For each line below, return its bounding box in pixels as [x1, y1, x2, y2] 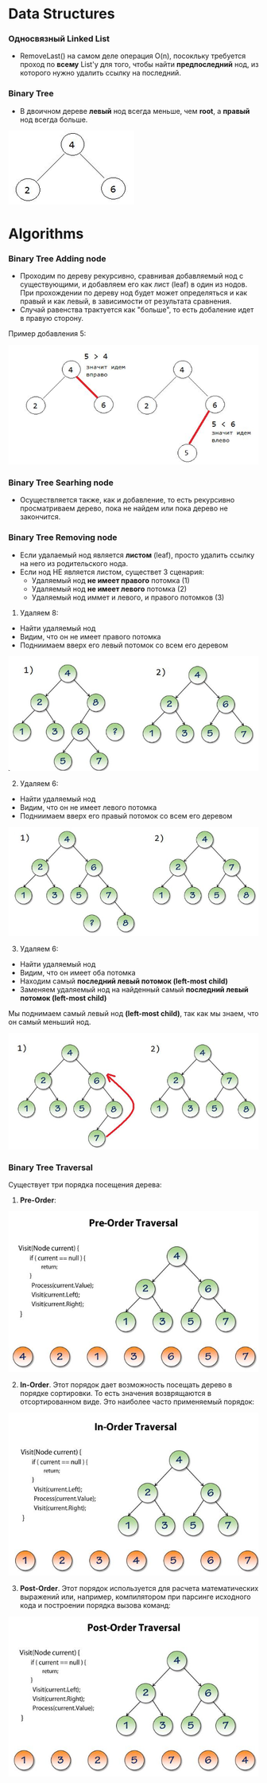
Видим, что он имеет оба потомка [19, 968, 137, 977]
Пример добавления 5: [8, 329, 87, 338]
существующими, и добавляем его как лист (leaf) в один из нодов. [19, 280, 248, 289]
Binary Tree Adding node [8, 252, 106, 264]
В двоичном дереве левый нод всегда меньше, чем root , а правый [19, 106, 250, 115]
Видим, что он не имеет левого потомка [19, 803, 157, 812]
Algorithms [8, 225, 84, 243]
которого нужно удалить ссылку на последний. [19, 68, 181, 78]
